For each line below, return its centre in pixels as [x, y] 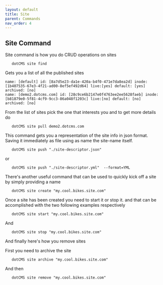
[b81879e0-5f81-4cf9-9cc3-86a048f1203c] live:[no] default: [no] [73, 99]
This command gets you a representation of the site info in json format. [77, 135]
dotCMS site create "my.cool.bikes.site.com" [59, 191]
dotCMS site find [29, 64]
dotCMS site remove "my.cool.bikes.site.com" [59, 278]
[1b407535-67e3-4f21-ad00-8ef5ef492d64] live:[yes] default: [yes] [75, 86]
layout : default [22, 10]
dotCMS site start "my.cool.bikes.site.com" [58, 214]
